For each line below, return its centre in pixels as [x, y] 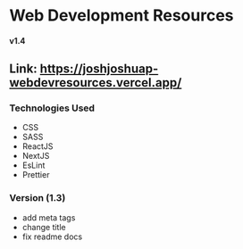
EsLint [34, 165]
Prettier [36, 175]
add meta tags [49, 217]
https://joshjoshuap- [99, 69]
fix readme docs [52, 237]
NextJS [36, 156]
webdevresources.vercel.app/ [96, 83]
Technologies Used [52, 108]
